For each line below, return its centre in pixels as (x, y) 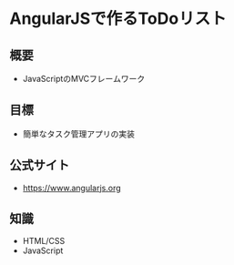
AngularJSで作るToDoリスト (118, 19)
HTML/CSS (44, 241)
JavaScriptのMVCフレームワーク (84, 79)
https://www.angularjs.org (71, 188)
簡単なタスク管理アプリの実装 (78, 134)
